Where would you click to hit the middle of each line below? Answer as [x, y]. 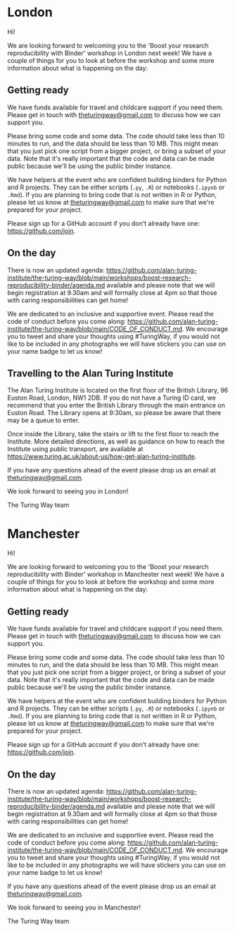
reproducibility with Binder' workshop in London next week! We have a [110, 53]
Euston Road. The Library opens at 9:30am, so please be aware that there [114, 413]
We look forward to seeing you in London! [68, 491]
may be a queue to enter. [43, 420]
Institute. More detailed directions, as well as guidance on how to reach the [116, 441]
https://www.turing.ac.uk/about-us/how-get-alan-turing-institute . [102, 457]
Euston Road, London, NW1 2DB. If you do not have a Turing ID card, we [112, 398]
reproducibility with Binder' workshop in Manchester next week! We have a [116, 574]
